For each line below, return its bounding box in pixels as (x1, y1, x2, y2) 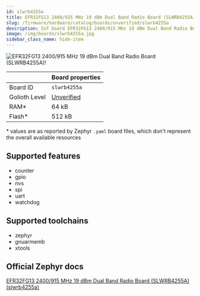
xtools (14, 244, 30, 251)
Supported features (6, 151, 81, 161)
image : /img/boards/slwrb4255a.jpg (6, 31, 95, 37)
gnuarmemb (14, 238, 45, 245)
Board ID (9, 83, 34, 91)
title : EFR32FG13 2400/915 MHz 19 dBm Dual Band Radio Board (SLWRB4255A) (6, 14, 196, 20)
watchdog (14, 198, 40, 205)
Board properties (51, 73, 101, 81)
